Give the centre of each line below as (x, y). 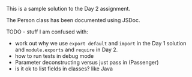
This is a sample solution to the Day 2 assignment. (68, 9)
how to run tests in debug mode (54, 56)
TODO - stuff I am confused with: (47, 32)
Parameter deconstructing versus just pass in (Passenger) (87, 62)
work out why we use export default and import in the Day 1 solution (100, 43)
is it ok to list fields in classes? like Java (64, 69)
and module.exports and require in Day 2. (66, 50)
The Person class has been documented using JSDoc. (73, 20)
